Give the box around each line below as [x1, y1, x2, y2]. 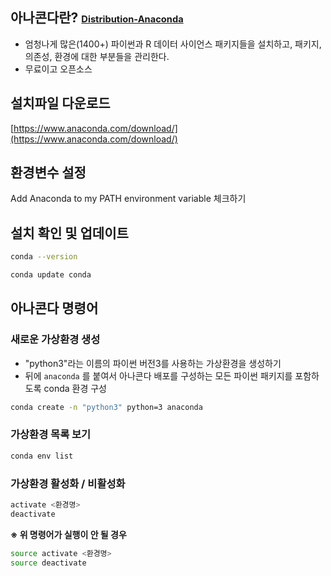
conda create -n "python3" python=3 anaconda [10, 402, 203, 412]
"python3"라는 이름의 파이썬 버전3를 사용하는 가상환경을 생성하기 [24, 357, 282, 369]
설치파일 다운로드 [10, 95, 111, 112]
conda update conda [10, 270, 92, 280]
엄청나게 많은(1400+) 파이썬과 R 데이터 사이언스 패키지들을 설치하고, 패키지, [24, 38, 322, 50]
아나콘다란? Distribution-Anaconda [10, 9, 184, 27]
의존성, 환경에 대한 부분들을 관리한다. [24, 50, 170, 62]
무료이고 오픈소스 [24, 63, 93, 75]
